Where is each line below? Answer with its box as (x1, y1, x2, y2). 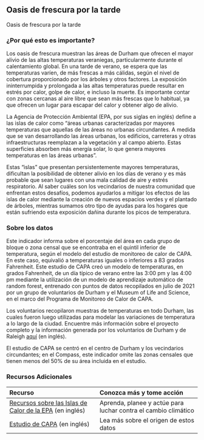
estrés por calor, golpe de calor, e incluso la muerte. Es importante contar (6, 88, 190, 96)
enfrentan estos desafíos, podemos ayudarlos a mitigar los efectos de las (6, 189, 190, 196)
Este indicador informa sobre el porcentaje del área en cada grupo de (6, 238, 180, 245)
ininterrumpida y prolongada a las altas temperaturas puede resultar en (6, 82, 185, 90)
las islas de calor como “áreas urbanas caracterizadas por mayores (6, 119, 175, 127)
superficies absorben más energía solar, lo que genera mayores (6, 145, 166, 153)
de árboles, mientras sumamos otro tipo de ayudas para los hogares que (6, 202, 188, 210)
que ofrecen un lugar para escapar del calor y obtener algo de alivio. (6, 101, 178, 108)
